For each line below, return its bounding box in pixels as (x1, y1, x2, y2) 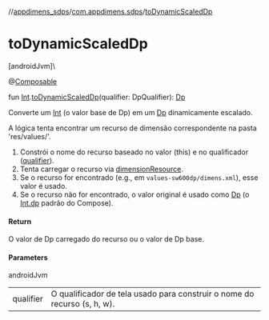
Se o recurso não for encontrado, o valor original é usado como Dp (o (19, 190, 250, 199)
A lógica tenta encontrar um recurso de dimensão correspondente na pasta (8, 123, 258, 133)
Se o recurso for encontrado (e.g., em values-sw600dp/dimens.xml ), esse (19, 172, 259, 182)
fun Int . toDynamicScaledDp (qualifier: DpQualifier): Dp (8, 92, 186, 102)
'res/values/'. (8, 131, 51, 141)
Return (8, 216, 32, 226)
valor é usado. (19, 181, 68, 190)
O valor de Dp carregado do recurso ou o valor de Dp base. (8, 234, 205, 244)
